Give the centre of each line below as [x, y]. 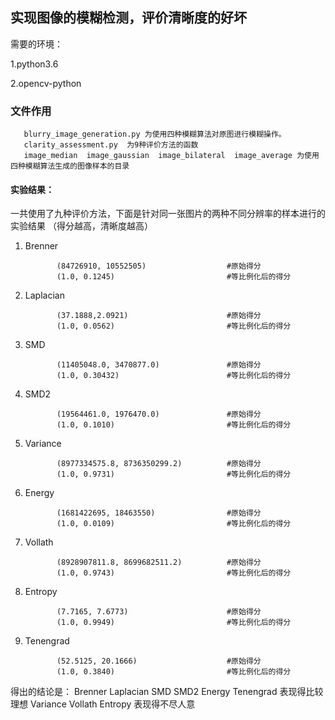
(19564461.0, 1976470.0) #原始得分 [159, 414]
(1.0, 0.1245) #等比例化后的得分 [174, 277]
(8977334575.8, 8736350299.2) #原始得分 [159, 464]
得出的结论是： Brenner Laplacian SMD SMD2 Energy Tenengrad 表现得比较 [167, 692]
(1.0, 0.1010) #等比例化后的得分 [174, 425]
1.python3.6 [34, 64]
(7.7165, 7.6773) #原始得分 [159, 612]
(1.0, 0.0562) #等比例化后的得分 [174, 326]
